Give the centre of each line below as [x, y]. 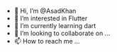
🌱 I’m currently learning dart [55, 26]
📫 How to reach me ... [47, 41]
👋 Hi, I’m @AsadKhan [45, 11]
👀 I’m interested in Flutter [51, 18]
